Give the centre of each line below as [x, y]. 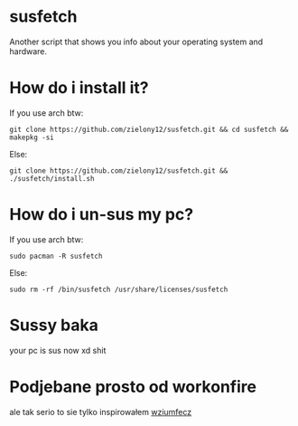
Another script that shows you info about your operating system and [136, 42]
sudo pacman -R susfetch [56, 256]
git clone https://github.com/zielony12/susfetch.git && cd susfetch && [149, 129]
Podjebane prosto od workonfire [133, 387]
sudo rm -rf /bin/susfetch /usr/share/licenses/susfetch [119, 289]
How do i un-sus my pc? [102, 215]
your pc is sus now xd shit [58, 350]
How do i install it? [79, 88]
